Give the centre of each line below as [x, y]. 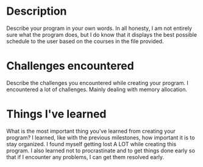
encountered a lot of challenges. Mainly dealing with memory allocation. [97, 89]
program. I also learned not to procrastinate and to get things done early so [101, 150]
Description [37, 11]
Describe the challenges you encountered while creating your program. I [98, 83]
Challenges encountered [70, 66]
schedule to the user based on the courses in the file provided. [85, 41]
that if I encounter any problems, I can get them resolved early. [85, 157]
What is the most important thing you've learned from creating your [91, 131]
